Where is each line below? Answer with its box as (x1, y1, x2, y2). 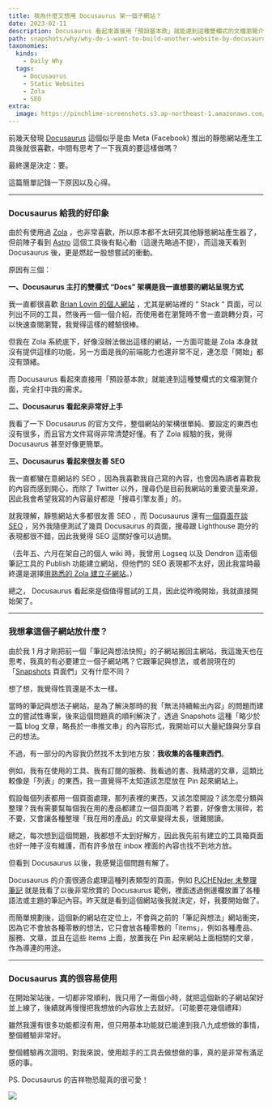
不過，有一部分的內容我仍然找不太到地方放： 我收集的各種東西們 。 (8, 748, 228, 758)
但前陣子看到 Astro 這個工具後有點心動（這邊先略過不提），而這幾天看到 (8, 237, 247, 247)
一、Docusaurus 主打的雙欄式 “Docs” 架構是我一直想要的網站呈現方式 (8, 282, 244, 292)
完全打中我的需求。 (22, 384, 87, 394)
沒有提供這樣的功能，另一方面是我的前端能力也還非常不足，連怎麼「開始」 (8, 347, 257, 357)
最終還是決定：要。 (8, 160, 73, 170)
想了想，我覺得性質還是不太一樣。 (8, 683, 122, 693)
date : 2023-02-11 (8, 19, 67, 28)
